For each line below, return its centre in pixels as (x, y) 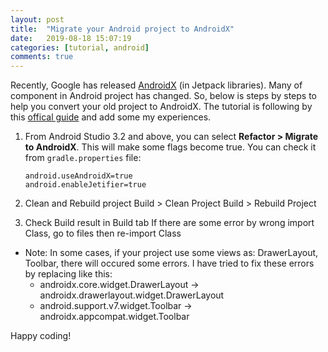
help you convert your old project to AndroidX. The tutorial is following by (161, 107)
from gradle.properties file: (83, 158)
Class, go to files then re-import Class (103, 233)
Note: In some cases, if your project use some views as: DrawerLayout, (171, 253)
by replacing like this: (68, 274)
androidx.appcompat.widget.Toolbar (114, 317)
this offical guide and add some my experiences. (111, 117)
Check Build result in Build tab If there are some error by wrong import (169, 223)
